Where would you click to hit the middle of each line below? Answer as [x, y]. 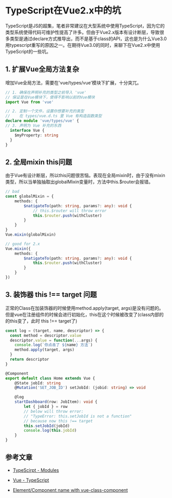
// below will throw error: [54, 411]
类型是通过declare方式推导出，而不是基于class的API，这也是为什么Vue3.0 [88, 39]
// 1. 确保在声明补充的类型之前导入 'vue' [46, 92]
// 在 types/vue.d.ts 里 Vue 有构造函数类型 [54, 116]
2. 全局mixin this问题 [39, 162]
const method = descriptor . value [46, 335]
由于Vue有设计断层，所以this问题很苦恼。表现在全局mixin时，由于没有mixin [85, 175]
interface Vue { [27, 130]
